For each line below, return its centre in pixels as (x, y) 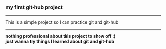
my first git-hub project (34, 7)
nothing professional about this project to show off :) (61, 36)
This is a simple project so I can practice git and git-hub (62, 22)
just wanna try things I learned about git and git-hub (60, 41)
